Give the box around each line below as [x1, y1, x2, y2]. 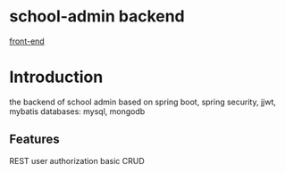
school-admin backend [9, 6, 185, 27]
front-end [9, 36, 45, 46]
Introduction [9, 67, 104, 87]
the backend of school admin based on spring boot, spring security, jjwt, [9, 96, 277, 107]
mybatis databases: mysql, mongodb [9, 105, 146, 117]
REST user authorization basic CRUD [9, 155, 145, 166]
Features [9, 132, 60, 147]
